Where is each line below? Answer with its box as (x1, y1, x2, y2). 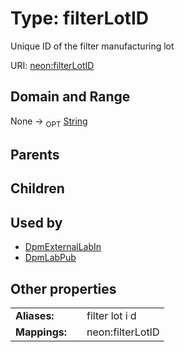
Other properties (10, 280, 117, 297)
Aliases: (15, 308, 55, 322)
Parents (10, 146, 60, 163)
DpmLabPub (24, 252, 77, 264)
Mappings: (15, 325, 68, 339)
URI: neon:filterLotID (10, 59, 95, 71)
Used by (10, 214, 63, 231)
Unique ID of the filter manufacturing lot (10, 40, 175, 52)
